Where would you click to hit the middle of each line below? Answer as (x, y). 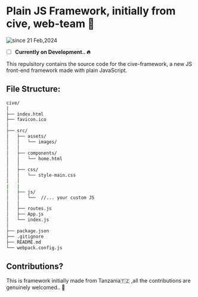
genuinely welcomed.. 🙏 (36, 287)
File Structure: (33, 89)
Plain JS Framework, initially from (91, 11)
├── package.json (28, 231)
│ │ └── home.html (34, 159)
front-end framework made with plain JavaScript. (66, 70)
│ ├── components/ (32, 153)
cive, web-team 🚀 (50, 24)
